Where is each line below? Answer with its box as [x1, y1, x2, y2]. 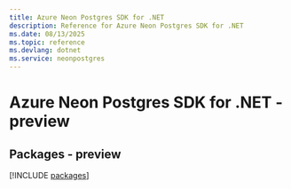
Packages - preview [9, 146, 122, 161]
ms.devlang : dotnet [9, 46, 82, 55]
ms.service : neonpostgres [9, 54, 105, 63]
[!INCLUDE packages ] [9, 170, 90, 180]
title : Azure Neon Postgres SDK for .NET [9, 12, 165, 22]
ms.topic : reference [9, 37, 86, 47]
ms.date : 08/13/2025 [9, 29, 86, 38]
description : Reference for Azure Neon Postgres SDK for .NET [9, 21, 244, 30]
